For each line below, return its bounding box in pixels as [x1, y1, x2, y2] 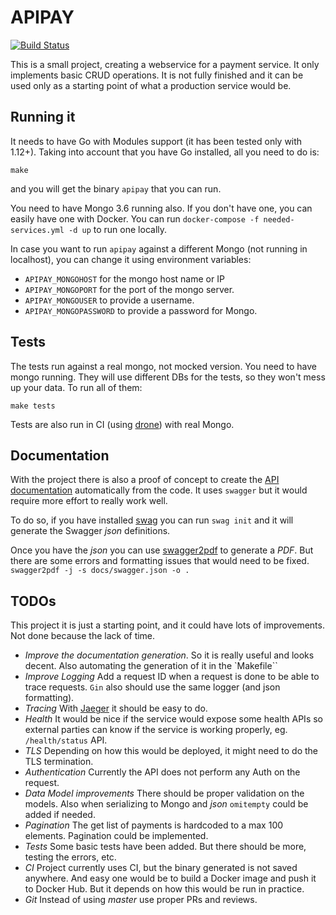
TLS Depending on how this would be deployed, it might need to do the [24, 745, 319, 757]
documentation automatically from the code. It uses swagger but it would [10, 484, 308, 496]
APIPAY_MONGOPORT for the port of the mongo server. [24, 283, 235, 295]
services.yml [10, 225, 65, 235]
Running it [10, 109, 76, 126]
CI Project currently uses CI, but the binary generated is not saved [24, 862, 298, 874]
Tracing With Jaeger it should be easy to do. [24, 702, 208, 715]
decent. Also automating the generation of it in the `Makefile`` [24, 660, 278, 672]
